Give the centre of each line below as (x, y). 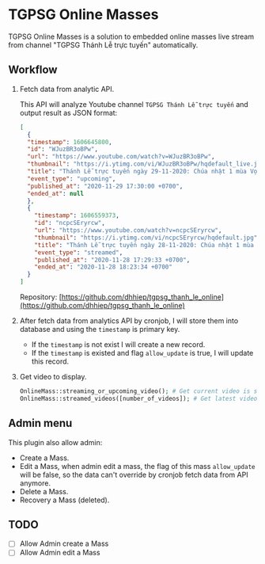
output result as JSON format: (68, 112)
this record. (50, 361)
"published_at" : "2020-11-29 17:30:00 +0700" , (105, 186)
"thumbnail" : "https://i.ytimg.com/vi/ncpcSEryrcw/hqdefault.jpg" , (148, 238)
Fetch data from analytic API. (67, 89)
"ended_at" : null (56, 193)
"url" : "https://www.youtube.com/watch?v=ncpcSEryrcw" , (128, 231)
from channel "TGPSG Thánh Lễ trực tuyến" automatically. (103, 44)
